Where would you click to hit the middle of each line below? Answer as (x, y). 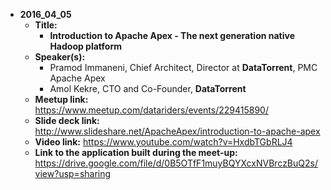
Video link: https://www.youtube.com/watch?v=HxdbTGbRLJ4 (163, 142)
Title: (46, 25)
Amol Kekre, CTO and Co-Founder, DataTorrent (148, 88)
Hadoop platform (85, 46)
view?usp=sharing (73, 173)
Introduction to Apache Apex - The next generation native (172, 35)
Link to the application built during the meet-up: (136, 152)
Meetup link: (61, 99)
